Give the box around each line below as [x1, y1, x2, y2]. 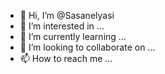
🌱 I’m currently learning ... [19, 31, 127, 42]
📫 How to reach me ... [19, 53, 113, 64]
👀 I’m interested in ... [19, 20, 105, 32]
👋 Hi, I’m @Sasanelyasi [19, 10, 115, 21]
